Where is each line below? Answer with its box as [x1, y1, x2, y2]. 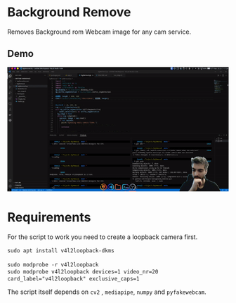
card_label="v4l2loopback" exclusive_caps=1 [7, 276, 140, 283]
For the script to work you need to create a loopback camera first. [7, 233, 198, 241]
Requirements [7, 209, 91, 226]
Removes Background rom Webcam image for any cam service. [7, 27, 192, 36]
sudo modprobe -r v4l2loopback [7, 262, 99, 269]
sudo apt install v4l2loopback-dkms [7, 247, 114, 254]
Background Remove [7, 4, 131, 20]
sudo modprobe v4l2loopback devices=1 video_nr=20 [7, 269, 159, 276]
